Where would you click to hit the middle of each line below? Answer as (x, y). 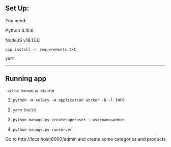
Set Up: (17, 8)
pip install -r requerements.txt (41, 49)
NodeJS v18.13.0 (22, 40)
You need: (16, 20)
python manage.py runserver (42, 130)
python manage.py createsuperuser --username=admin (68, 120)
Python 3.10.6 (20, 30)
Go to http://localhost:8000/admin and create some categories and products (85, 139)
